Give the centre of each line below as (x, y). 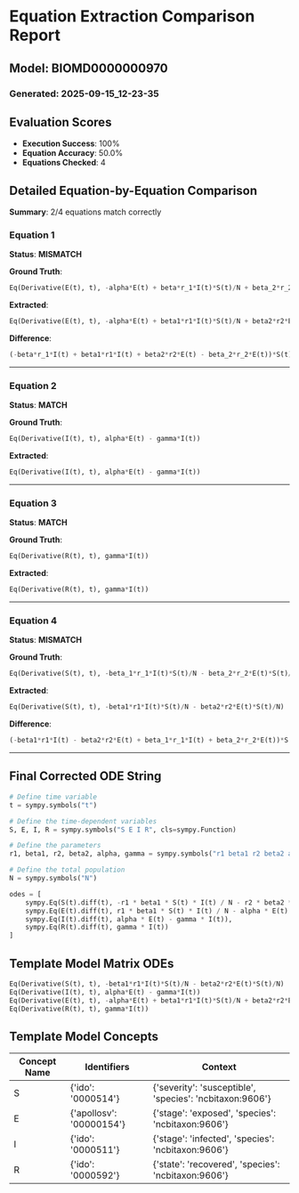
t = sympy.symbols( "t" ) (53, 805)
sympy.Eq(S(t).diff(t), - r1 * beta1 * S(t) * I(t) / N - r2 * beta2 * (159, 902)
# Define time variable (53, 797)
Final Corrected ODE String (85, 776)
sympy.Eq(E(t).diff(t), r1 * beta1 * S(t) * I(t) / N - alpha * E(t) (157, 911)
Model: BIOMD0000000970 (89, 68)
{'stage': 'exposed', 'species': (214, 1113)
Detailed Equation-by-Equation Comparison (133, 190)
